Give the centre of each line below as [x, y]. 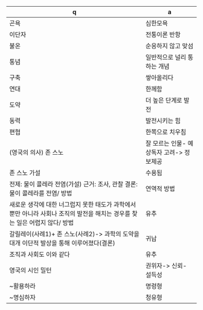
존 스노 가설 [25, 173]
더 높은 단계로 [164, 100]
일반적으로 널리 [166, 57]
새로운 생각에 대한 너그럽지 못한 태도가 [61, 205]
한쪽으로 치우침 [166, 132]
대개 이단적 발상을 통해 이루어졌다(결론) [62, 243]
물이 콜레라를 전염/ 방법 [41, 193]
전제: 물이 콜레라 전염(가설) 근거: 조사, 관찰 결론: [73, 184]
